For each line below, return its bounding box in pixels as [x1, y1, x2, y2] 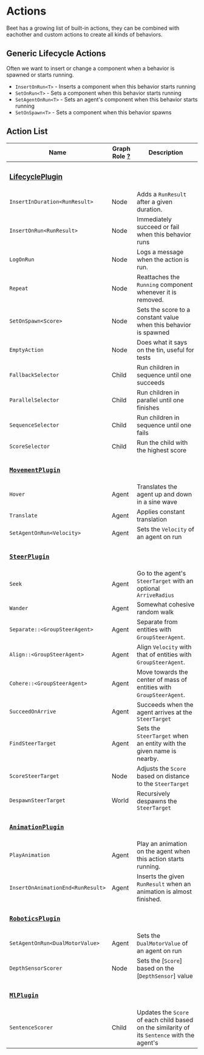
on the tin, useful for [136, 346, 194, 354]
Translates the [136, 483, 178, 491]
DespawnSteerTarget [9, 797, 66, 804]
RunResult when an [136, 880, 191, 888]
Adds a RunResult [136, 190, 187, 199]
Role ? [112, 152, 131, 160]
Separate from [136, 618, 178, 627]
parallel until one [136, 396, 184, 405]
